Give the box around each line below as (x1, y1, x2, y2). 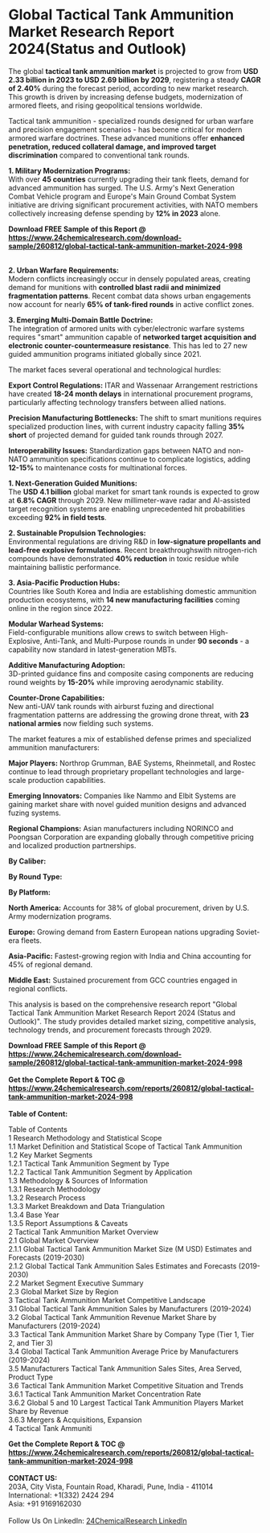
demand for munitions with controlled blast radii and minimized (8, 282, 221, 292)
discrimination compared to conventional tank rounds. (8, 150, 190, 160)
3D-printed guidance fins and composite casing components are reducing (8, 669, 254, 678)
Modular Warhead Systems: (8, 619, 104, 629)
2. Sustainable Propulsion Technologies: (8, 528, 146, 538)
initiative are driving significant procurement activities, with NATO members (8, 199, 259, 210)
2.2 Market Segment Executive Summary (8, 1278, 144, 1288)
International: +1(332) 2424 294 (8, 1490, 114, 1500)
